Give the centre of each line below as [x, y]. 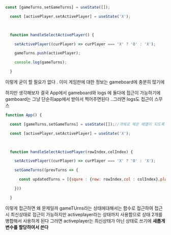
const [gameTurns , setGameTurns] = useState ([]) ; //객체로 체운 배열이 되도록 [87, 124]
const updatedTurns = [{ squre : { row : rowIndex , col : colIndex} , [89, 180]
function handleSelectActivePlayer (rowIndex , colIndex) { [72, 152]
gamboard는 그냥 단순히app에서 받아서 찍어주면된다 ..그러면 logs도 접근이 [79, 99]
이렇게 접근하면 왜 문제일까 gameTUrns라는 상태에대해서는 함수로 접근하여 [79, 208]
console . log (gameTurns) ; [41, 63]
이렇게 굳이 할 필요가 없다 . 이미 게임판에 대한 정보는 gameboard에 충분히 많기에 [85, 82]
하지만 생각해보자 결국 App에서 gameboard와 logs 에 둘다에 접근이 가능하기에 [83, 93]
